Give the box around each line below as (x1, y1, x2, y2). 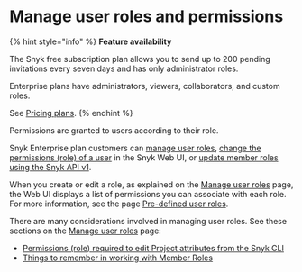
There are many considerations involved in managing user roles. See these (9, 215, 287, 226)
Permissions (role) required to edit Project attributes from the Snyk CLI (22, 242, 285, 253)
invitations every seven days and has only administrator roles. (9, 63, 239, 74)
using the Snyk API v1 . (9, 161, 92, 172)
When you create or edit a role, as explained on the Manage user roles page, (9, 178, 294, 190)
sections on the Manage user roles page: (9, 225, 162, 236)
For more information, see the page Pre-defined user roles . (9, 198, 229, 209)
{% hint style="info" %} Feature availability (9, 36, 172, 47)
